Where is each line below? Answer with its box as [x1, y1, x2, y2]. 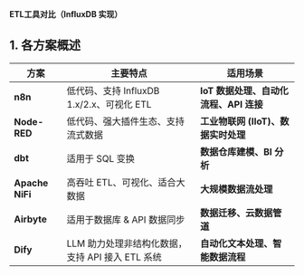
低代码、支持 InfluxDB [66, 84, 160, 97]
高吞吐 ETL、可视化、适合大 [66, 176, 185, 188]
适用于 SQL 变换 [66, 152, 136, 165]
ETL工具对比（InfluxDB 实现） [9, 9, 123, 19]
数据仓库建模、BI [200, 145, 273, 157]
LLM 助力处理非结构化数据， [66, 237, 188, 250]
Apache [14, 176, 49, 189]
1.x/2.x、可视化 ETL [66, 98, 152, 110]
